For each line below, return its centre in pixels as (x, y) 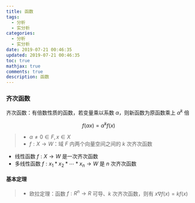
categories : (21, 33)
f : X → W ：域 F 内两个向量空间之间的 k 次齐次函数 (91, 144)
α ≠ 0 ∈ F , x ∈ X (50, 137)
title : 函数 (20, 11)
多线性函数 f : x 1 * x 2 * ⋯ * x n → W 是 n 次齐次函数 (75, 164)
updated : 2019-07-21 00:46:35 (43, 55)
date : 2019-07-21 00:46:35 (39, 50)
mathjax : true (23, 66)
